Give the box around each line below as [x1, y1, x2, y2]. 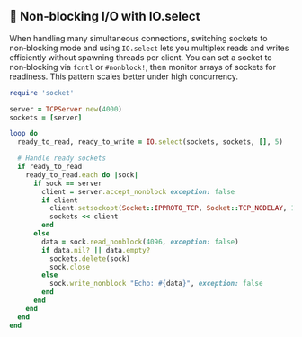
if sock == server [32, 179, 102, 188]
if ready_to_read [17, 163, 83, 172]
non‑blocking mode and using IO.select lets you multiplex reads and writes [9, 42, 289, 53]
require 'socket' [9, 88, 75, 97]
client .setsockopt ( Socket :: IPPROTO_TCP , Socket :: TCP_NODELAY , [49, 204, 288, 213]
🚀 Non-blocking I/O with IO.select [9, 9, 200, 24]
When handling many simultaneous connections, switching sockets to [9, 32, 268, 43]
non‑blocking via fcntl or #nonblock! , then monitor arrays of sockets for [9, 61, 277, 72]
